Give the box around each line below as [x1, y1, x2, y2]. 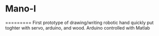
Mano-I [5, 3, 36, 14]
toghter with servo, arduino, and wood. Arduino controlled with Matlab [5, 24, 150, 30]
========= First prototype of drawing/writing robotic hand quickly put [5, 19, 154, 25]
